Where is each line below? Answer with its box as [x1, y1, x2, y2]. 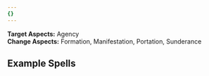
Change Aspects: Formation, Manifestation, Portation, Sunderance [7, 37, 202, 46]
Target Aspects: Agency [7, 30, 80, 38]
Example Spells [7, 58, 76, 70]
